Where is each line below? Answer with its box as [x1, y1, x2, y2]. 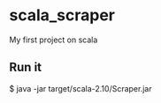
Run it [9, 60, 42, 75]
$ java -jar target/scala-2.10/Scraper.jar [9, 83, 152, 93]
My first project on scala [9, 34, 98, 45]
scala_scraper [9, 5, 116, 26]
